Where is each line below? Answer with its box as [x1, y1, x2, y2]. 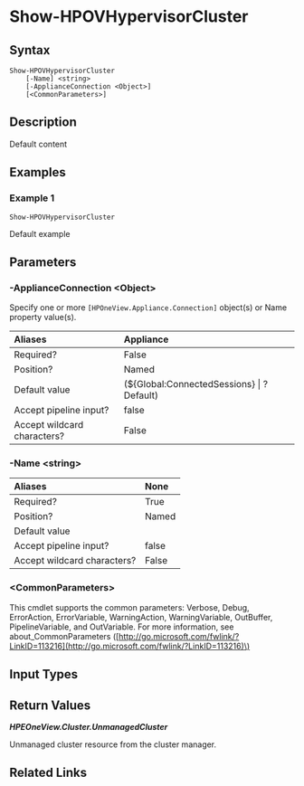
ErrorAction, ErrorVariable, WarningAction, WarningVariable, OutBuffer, [9, 611, 273, 622]
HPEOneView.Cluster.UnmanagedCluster [9, 721, 168, 732]
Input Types [9, 667, 79, 682]
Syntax [9, 43, 51, 58]
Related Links [9, 765, 88, 781]
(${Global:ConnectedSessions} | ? [123, 378, 269, 391]
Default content [9, 138, 68, 149]
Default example [9, 228, 71, 239]
